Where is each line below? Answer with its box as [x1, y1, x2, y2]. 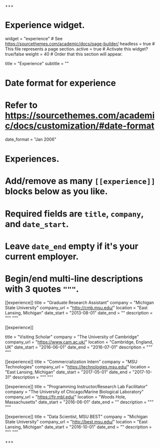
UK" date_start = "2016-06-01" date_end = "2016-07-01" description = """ [5, 344, 153, 350]
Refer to [5, 100, 38, 111]
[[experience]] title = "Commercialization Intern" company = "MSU [5, 359, 138, 365]
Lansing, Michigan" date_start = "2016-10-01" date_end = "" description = [5, 424, 152, 430]
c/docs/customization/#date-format [5, 120, 155, 132]
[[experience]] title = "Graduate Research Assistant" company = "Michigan [5, 299, 154, 305]
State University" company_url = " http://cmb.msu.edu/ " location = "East [5, 304, 148, 311]
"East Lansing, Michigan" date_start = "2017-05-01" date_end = [5, 369, 131, 375]
